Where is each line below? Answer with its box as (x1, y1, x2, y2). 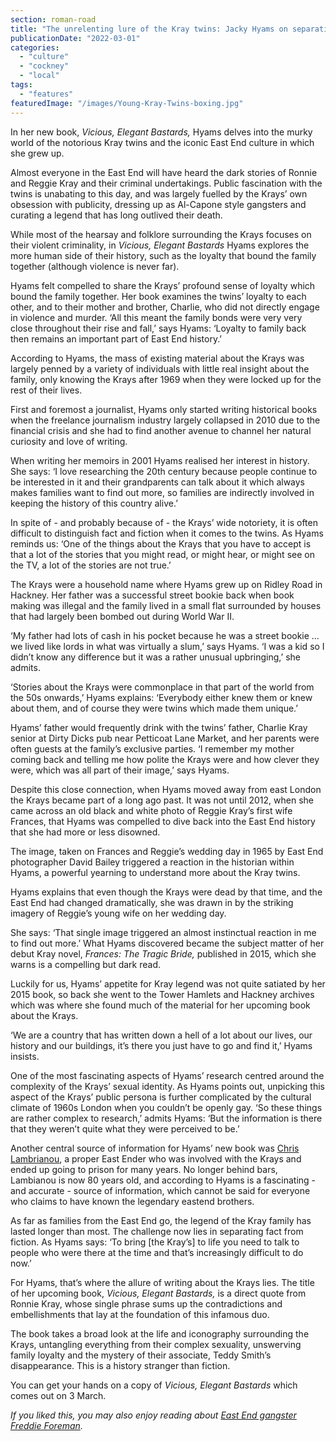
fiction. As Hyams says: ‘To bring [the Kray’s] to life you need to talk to (10, 1236, 300, 1248)
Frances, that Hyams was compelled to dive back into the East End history (10, 815, 316, 827)
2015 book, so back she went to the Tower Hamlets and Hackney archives (10, 988, 315, 1000)
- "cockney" (19, 61, 70, 71)
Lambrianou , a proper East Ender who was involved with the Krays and (10, 1152, 302, 1165)
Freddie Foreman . (10, 1419, 83, 1431)
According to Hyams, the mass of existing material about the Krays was (10, 352, 305, 364)
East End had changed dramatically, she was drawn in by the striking (10, 896, 294, 908)
